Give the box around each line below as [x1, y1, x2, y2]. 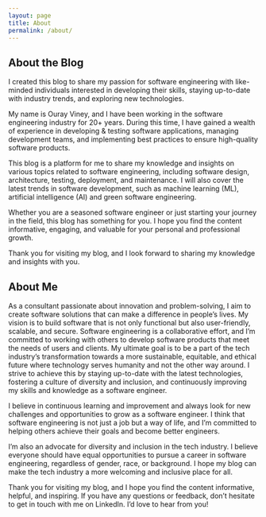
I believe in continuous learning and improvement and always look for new [8, 401, 252, 410]
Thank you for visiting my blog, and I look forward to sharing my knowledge [8, 248, 256, 258]
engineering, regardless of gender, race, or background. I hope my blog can [8, 459, 256, 468]
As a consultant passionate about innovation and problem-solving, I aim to [8, 301, 252, 310]
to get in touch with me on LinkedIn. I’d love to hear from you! [8, 500, 209, 509]
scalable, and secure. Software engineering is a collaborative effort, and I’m [8, 327, 256, 336]
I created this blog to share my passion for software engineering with [8, 77, 234, 87]
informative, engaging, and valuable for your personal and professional [8, 224, 241, 235]
